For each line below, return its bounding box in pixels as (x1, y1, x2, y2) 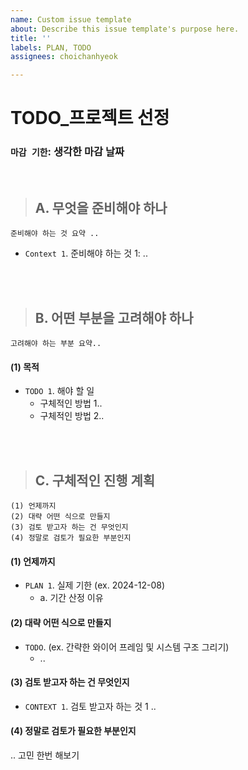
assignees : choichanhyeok (10, 52, 118, 62)
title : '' (10, 33, 52, 43)
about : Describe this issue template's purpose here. (10, 24, 240, 34)
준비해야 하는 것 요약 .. (10, 229, 100, 239)
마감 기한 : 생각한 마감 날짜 (10, 145, 125, 159)
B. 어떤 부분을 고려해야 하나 (34, 309, 194, 326)
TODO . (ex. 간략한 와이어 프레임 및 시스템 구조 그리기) (24, 641, 230, 653)
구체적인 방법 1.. (39, 397, 103, 410)
